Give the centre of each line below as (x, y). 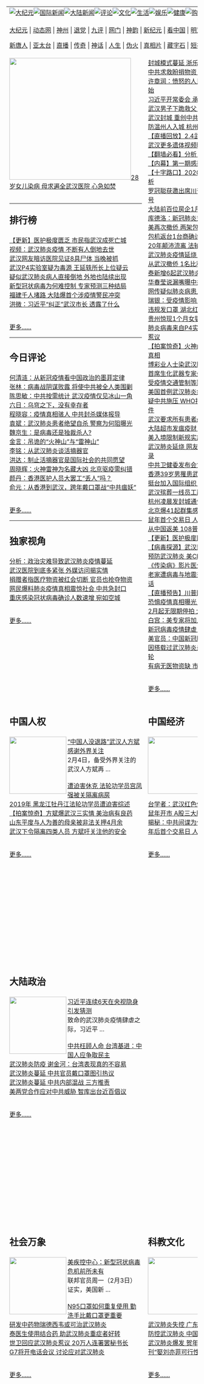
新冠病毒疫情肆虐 (172, 629)
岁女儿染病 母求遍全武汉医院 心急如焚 (63, 186)
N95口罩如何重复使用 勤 (102, 1306)
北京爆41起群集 (170, 510)
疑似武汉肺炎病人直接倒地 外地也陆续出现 (68, 277)
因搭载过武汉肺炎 (172, 648)
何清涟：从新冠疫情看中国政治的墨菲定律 (67, 378)
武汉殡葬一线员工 (172, 492)
